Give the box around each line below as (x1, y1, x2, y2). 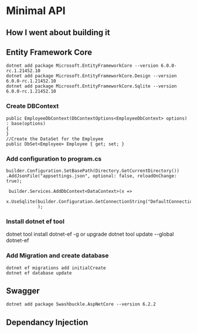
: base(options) (6, 120, 46, 127)
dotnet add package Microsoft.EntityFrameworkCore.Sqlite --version (6, 83, 177, 89)
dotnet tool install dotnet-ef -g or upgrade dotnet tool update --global (6, 230, 174, 238)
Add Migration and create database (6, 252, 109, 260)
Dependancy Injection (6, 317, 89, 327)
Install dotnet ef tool (6, 217, 64, 225)
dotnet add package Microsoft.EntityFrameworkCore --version (6, 63, 159, 69)
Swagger (6, 286, 40, 295)
